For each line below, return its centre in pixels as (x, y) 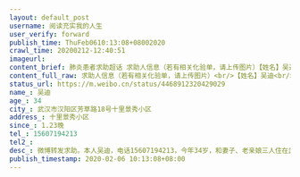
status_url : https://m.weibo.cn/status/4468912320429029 (117, 84)
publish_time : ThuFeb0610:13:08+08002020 (87, 42)
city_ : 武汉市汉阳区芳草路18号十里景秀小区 (80, 109)
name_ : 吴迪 (30, 92)
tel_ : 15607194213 (43, 134)
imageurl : (28, 59)
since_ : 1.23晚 (37, 126)
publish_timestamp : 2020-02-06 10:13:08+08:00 (97, 159)
